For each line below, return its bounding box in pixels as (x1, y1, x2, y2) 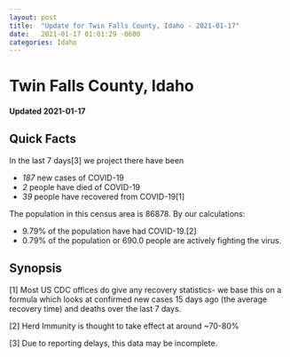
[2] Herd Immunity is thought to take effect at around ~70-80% (9, 321, 239, 331)
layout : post (9, 12, 58, 22)
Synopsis (9, 261, 62, 276)
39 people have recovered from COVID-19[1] (21, 191, 185, 202)
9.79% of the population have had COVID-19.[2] (21, 226, 197, 236)
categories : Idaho (9, 37, 77, 47)
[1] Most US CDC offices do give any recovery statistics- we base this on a (9, 284, 282, 295)
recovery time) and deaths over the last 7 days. (9, 303, 182, 313)
